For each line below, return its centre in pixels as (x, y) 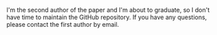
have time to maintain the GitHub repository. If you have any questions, (107, 17)
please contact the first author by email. (63, 24)
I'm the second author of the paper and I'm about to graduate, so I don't (108, 10)
